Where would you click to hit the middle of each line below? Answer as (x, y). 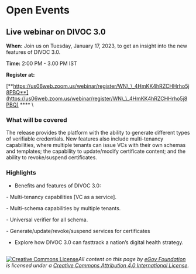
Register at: (20, 75)
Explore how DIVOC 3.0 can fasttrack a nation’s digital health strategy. (99, 242)
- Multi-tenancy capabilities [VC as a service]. (61, 197)
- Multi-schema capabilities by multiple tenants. (63, 208)
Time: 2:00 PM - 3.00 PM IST (42, 63)
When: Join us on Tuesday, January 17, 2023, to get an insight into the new (97, 46)
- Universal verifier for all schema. (47, 220)
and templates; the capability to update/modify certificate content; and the (96, 151)
